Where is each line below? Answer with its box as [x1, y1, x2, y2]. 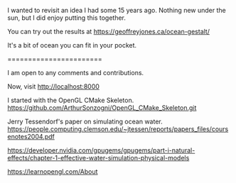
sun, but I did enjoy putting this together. [7, 13, 127, 22]
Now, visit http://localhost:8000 [7, 82, 100, 91]
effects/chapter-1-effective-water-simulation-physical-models [7, 154, 190, 162]
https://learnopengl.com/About [7, 167, 98, 176]
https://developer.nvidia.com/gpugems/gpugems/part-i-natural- [7, 146, 195, 155]
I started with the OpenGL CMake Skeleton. [7, 96, 134, 104]
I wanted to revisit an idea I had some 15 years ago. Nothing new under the [7, 6, 226, 14]
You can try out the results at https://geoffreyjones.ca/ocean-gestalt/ [7, 28, 210, 35]
